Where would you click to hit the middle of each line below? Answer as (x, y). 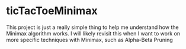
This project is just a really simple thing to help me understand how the (92, 27)
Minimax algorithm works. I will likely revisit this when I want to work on (93, 33)
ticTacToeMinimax (52, 11)
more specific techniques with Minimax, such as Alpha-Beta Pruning (89, 40)
